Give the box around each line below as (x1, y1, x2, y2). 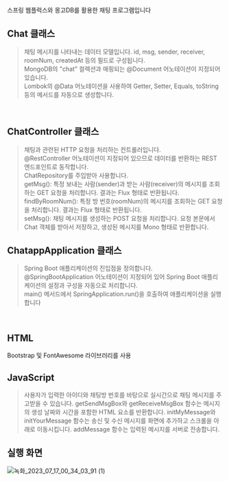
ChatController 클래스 (7, 126, 99, 137)
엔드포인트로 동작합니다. (23, 162, 89, 170)
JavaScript (7, 372, 55, 383)
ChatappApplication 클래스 (7, 245, 122, 256)
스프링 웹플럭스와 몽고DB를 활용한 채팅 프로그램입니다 (7, 6, 152, 14)
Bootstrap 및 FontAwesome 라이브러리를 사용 (7, 351, 132, 359)
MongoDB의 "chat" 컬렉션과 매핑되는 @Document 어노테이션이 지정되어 (23, 65, 221, 73)
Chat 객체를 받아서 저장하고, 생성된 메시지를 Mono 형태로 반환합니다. (23, 223, 209, 231)
